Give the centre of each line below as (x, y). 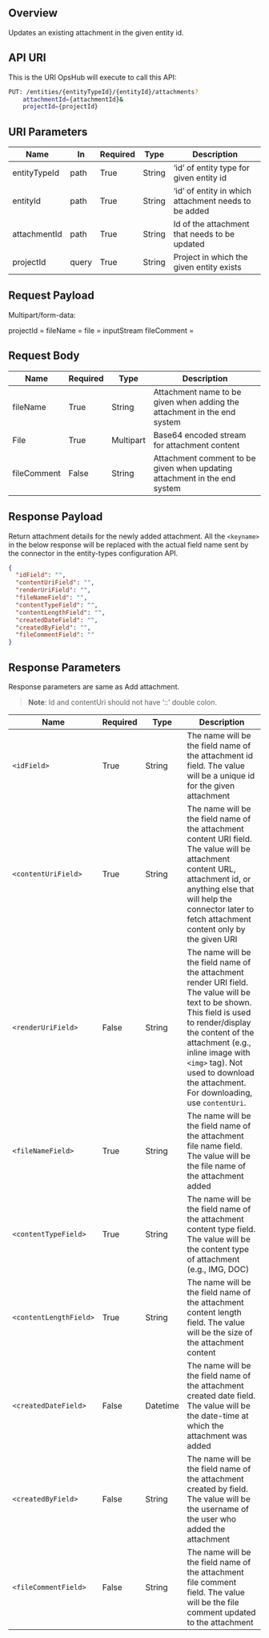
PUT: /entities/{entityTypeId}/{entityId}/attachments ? (103, 91)
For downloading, (220, 1092)
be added (191, 211)
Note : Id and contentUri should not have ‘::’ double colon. (122, 702)
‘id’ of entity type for (211, 168)
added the (206, 1529)
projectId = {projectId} (60, 107)
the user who (212, 1518)
